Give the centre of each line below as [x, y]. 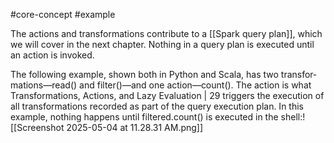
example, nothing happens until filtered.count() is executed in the [144, 117]
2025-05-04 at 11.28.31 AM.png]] [135, 127]
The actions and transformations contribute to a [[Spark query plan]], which [166, 33]
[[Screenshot [37, 127]
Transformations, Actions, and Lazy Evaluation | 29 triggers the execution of [167, 95]
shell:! [293, 117]
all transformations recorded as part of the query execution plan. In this [157, 106]
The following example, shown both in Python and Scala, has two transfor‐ [163, 74]
